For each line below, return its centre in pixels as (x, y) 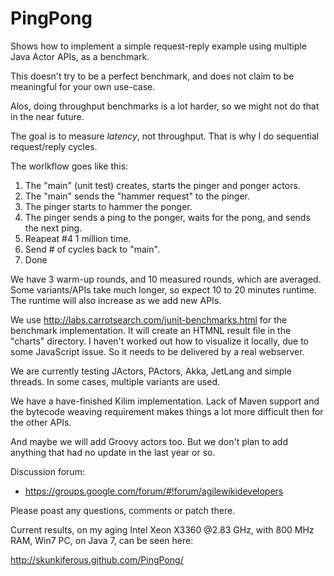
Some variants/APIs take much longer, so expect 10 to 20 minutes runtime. (163, 289)
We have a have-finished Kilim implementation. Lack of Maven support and (165, 401)
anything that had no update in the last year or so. (113, 452)
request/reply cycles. (54, 146)
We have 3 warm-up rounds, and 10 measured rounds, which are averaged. (166, 279)
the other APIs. (41, 422)
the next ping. (53, 228)
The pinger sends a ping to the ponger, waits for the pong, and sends (167, 217)
